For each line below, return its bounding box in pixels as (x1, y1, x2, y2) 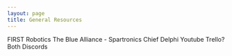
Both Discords (7, 42, 48, 51)
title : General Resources (7, 16, 82, 23)
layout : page (7, 10, 45, 17)
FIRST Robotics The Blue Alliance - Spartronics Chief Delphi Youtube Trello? (7, 35, 225, 43)
